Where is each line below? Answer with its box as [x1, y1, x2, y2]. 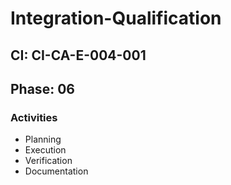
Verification [24, 155, 73, 167]
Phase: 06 [10, 80, 75, 97]
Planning [24, 133, 62, 146]
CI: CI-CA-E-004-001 [10, 47, 147, 64]
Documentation [24, 165, 89, 177]
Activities [10, 110, 58, 124]
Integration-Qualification [10, 7, 222, 30]
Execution [24, 144, 67, 156]
